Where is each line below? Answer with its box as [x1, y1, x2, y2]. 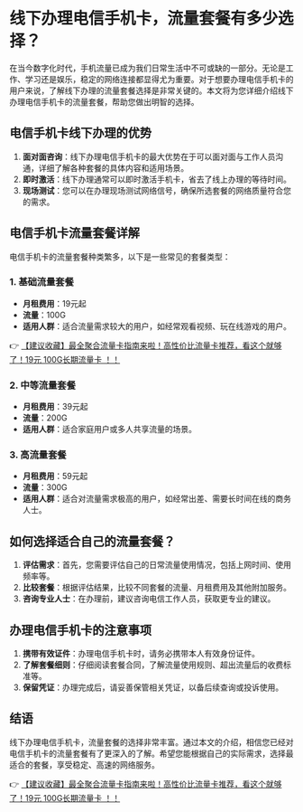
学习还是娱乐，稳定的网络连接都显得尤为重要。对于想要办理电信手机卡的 [24, 73, 294, 84]
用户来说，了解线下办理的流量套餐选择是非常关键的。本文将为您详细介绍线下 [9, 85, 294, 96]
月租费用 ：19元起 [22, 297, 87, 308]
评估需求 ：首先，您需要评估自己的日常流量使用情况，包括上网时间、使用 [22, 560, 291, 571]
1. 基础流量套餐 [9, 276, 75, 288]
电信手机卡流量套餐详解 [9, 225, 140, 241]
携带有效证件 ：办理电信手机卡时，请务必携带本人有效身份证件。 [22, 648, 260, 659]
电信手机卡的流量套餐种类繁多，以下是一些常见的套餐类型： [9, 250, 231, 262]
